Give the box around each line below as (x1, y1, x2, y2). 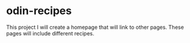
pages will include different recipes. (6, 29, 95, 37)
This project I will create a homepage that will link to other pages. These (6, 24, 184, 31)
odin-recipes (6, 4, 72, 18)
